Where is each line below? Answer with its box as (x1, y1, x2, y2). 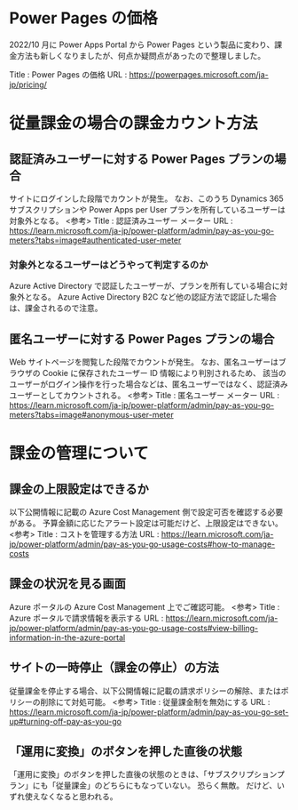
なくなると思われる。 (39, 791, 118, 802)
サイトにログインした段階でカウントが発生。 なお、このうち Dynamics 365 (9, 193, 284, 204)
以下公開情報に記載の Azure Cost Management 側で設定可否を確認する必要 (9, 507, 284, 517)
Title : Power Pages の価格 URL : (9, 68, 128, 80)
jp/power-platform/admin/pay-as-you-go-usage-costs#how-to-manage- (9, 539, 276, 549)
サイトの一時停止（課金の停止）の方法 (9, 660, 219, 676)
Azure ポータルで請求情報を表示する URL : (9, 613, 164, 623)
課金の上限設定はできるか (9, 481, 149, 496)
